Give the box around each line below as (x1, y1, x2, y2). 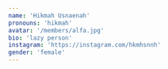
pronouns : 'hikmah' (8, 19, 73, 27)
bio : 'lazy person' (8, 33, 73, 42)
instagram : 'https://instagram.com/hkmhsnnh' (8, 41, 161, 49)
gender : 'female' (8, 48, 66, 56)
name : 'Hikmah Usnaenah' (8, 11, 90, 20)
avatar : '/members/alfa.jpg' (8, 26, 105, 34)
